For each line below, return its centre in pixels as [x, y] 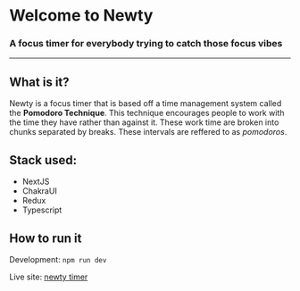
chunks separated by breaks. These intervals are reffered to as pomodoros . [148, 132]
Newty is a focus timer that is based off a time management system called [146, 104]
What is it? [39, 82]
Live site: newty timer [49, 277]
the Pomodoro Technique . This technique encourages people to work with [147, 113]
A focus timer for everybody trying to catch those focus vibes [146, 44]
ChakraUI [40, 191]
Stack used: [43, 160]
